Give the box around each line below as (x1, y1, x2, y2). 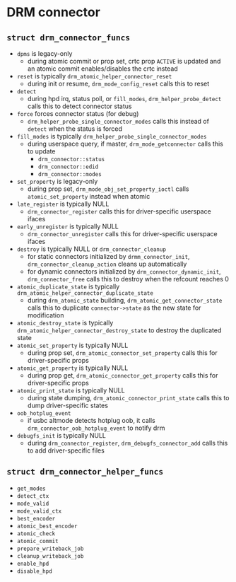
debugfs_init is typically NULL (16, 431, 107, 439)
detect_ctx (16, 492, 49, 499)
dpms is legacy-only (16, 50, 73, 57)
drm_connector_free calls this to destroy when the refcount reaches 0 (27, 275, 229, 283)
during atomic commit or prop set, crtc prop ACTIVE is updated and (27, 57, 221, 65)
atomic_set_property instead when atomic (27, 192, 151, 200)
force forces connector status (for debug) (16, 110, 139, 117)
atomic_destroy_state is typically (16, 319, 114, 327)
